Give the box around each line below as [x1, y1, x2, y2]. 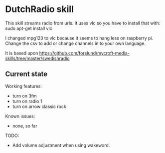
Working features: [5, 83, 42, 89]
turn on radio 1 [12, 98, 42, 104]
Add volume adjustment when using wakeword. [12, 142, 110, 148]
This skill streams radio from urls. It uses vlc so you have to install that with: [5, 20, 161, 26]
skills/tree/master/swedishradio [5, 55, 70, 61]
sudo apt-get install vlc [5, 25, 52, 31]
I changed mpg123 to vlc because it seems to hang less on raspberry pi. [5, 35, 154, 41]
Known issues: [5, 113, 35, 119]
